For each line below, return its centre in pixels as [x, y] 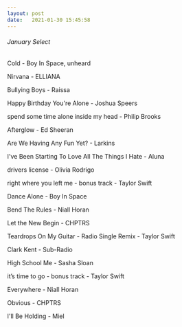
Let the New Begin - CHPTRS [48, 223]
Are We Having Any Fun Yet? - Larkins [61, 143]
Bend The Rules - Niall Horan [48, 210]
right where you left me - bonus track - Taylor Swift [80, 183]
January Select [29, 42]
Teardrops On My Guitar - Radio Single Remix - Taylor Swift [91, 236]
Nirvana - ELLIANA [34, 76]
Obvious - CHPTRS [34, 302]
